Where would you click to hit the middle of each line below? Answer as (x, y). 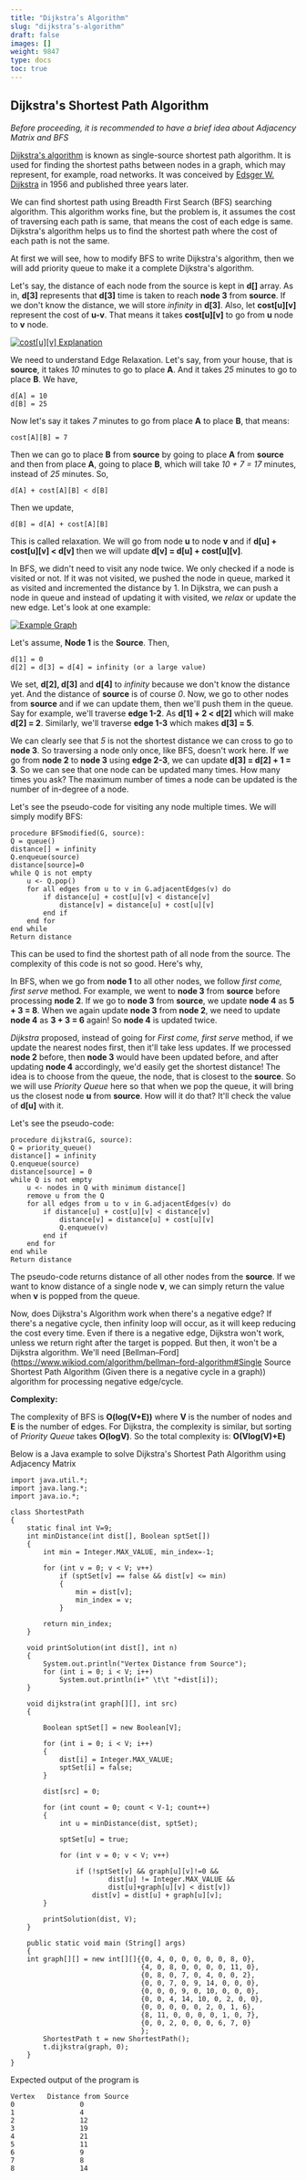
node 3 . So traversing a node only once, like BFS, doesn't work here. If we (150, 750)
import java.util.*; (50, 1480)
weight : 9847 (35, 52)
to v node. (30, 324)
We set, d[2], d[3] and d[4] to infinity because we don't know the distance (150, 684)
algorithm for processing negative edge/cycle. (97, 1381)
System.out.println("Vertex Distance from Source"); (145, 1664)
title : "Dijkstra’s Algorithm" (70, 18)
